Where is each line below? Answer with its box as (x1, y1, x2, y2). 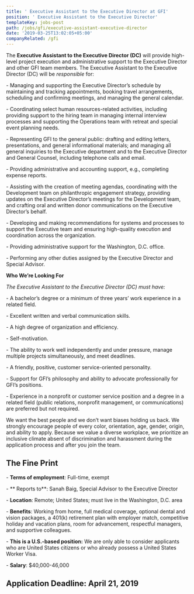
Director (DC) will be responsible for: (6, 71, 95, 77)
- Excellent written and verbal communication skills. (6, 313, 130, 319)
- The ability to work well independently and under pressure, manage (6, 346, 173, 353)
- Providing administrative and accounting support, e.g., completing (6, 166, 169, 173)
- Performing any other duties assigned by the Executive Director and (6, 255, 174, 261)
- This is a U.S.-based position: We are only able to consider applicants (6, 538, 180, 545)
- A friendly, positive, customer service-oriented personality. (6, 364, 152, 370)
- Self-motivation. (6, 335, 49, 342)
